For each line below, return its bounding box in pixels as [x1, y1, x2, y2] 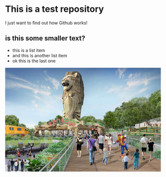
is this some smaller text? [5, 34, 85, 43]
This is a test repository [5, 3, 104, 15]
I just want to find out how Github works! [5, 20, 88, 26]
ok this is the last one [12, 58, 56, 64]
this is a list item [12, 47, 45, 53]
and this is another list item [12, 52, 68, 58]
